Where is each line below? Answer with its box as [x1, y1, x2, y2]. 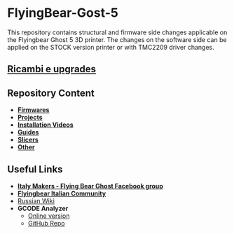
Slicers [17, 135, 39, 144]
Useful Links [7, 163, 63, 175]
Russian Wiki [17, 196, 55, 205]
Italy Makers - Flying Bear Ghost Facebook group [17, 181, 163, 190]
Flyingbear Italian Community [17, 189, 106, 198]
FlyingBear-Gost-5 [7, 5, 119, 21]
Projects [17, 113, 43, 122]
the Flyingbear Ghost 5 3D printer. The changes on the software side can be [7, 35, 227, 43]
